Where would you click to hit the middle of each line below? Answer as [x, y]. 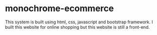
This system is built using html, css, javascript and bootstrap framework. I [79, 22]
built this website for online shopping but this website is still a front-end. [78, 27]
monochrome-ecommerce [59, 9]
